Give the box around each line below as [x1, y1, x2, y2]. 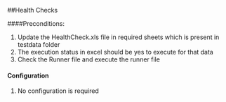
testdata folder [17, 41, 60, 48]
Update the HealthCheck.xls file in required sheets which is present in [17, 33, 220, 41]
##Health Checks [7, 6, 58, 14]
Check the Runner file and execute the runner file [17, 55, 160, 64]
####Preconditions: [7, 20, 65, 27]
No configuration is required [17, 87, 100, 95]
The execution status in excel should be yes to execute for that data [17, 48, 214, 56]
